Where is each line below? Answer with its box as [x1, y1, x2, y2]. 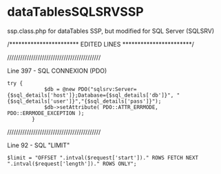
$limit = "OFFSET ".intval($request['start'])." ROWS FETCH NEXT [7, 154, 198, 161]
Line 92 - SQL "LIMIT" [7, 141, 70, 149]
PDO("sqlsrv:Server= [78, 86, 137, 92]
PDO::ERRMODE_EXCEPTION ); [7, 110, 85, 116]
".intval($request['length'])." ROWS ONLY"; [7, 160, 137, 167]
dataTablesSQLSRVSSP [7, 4, 144, 20]
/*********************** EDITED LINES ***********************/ [7, 40, 194, 48]
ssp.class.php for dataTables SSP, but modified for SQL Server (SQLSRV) [7, 27, 215, 35]
